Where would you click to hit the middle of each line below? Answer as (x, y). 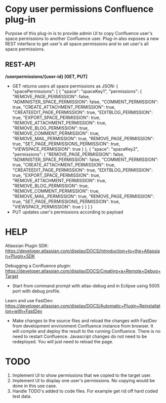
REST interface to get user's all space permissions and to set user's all (77, 43)
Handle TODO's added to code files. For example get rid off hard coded (85, 391)
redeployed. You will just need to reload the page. (63, 341)
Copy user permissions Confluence (80, 9)
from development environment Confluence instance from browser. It (83, 326)
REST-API (20, 64)
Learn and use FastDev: (29, 300)
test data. (22, 396)
